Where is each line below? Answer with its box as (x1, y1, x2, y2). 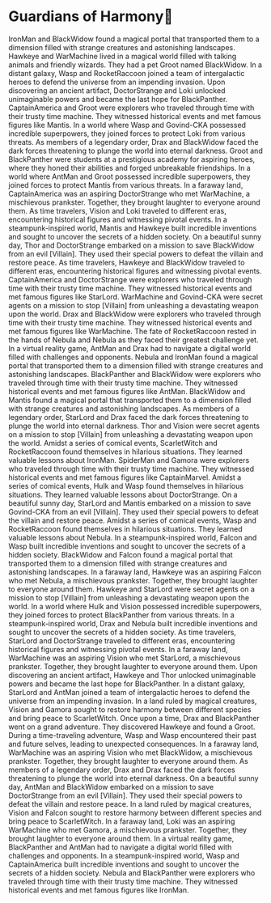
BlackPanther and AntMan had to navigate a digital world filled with (8, 842, 232, 852)
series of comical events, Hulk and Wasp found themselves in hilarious (8, 481, 244, 490)
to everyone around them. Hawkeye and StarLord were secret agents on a (8, 584, 255, 594)
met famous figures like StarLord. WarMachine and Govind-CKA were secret (8, 291, 263, 302)
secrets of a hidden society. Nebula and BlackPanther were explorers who (8, 867, 256, 877)
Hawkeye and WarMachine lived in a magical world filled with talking (8, 51, 237, 61)
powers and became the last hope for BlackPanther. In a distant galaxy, (8, 679, 245, 689)
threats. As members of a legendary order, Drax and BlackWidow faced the (8, 137, 259, 146)
